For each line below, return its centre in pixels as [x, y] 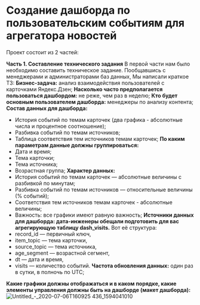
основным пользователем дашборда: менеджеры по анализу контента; [100, 101]
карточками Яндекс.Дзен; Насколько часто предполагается [84, 89]
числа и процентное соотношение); [60, 126]
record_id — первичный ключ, [53, 234]
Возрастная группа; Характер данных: [65, 170]
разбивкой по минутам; [45, 183]
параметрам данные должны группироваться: [77, 145]
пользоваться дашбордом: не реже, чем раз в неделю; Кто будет [92, 95]
